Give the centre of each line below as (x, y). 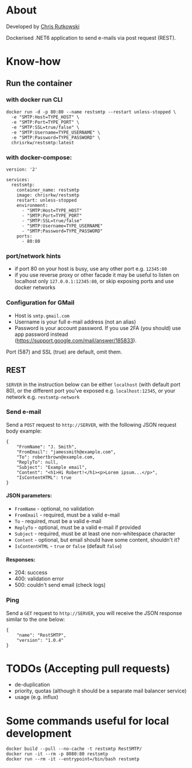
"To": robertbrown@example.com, (56, 457)
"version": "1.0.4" (40, 640)
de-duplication (32, 685)
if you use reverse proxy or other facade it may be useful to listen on (97, 275)
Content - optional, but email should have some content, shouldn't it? (97, 540)
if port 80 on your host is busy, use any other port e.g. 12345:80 (91, 269)
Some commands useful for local (88, 721)
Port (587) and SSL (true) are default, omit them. (64, 352)
